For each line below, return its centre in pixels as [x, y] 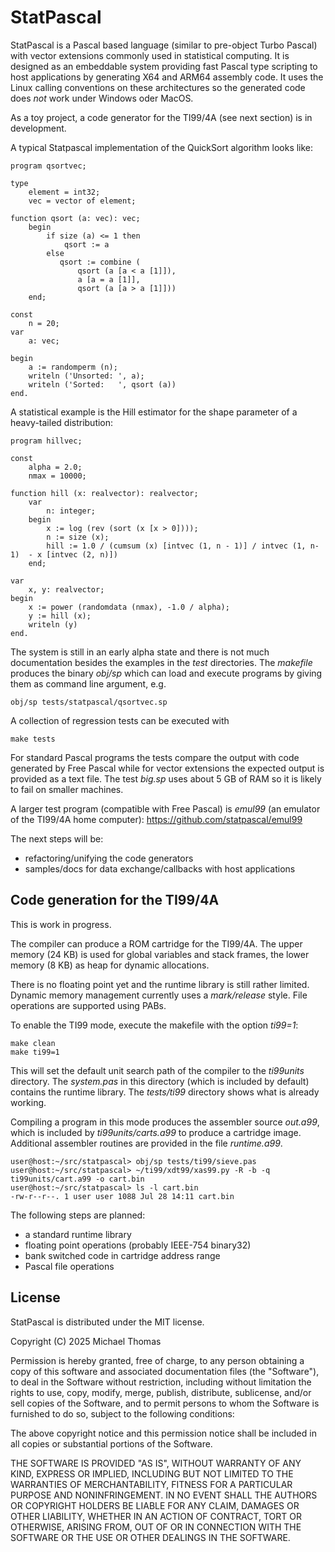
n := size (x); [78, 537]
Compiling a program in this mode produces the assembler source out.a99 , [165, 1122]
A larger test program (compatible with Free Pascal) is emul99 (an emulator [165, 808]
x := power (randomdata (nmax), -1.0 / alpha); [129, 607]
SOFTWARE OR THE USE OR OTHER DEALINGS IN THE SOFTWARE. [150, 1537]
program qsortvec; [48, 166]
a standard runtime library [78, 1234]
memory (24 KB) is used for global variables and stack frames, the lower [160, 954]
